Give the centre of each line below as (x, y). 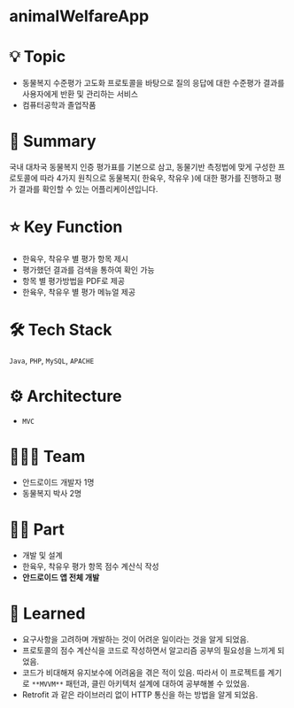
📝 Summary (53, 141)
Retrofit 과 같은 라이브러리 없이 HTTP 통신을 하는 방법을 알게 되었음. (140, 694)
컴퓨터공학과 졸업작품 (59, 105)
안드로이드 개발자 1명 (58, 482)
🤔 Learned (47, 613)
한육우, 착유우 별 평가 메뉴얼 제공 (78, 292)
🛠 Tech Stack (61, 330)
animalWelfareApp (79, 16)
